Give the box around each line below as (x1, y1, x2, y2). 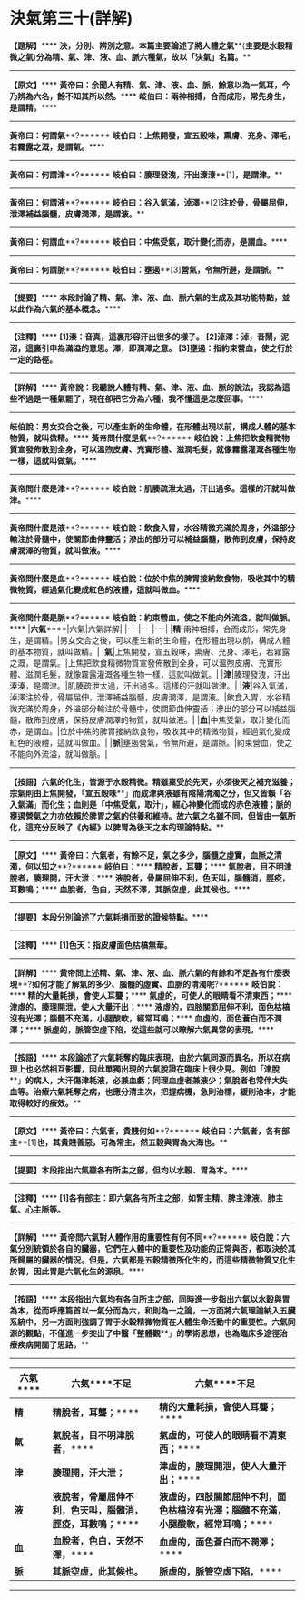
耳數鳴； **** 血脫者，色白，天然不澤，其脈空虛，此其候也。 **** (9, 883, 251, 894)
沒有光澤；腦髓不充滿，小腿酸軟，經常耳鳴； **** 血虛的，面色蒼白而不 (9, 1012, 274, 1023)
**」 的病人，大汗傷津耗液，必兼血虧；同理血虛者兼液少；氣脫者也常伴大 (9, 1074, 280, 1085)
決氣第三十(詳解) (9, 8, 133, 29)
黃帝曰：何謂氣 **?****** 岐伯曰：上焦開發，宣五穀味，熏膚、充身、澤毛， (9, 129, 296, 141)
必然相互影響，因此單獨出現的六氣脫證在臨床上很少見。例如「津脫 (33, 1063, 280, 1074)
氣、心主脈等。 (9, 1203, 65, 1214)
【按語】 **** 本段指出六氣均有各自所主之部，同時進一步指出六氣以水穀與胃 (9, 1293, 290, 1304)
